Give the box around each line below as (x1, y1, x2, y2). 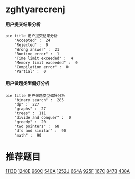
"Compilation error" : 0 (14, 65, 69, 70)
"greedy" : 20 (14, 119, 46, 124)
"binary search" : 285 (14, 97, 64, 102)
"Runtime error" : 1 (14, 52, 59, 57)
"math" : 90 (14, 132, 42, 138)
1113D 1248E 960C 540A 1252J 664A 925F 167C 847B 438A (5, 168, 130, 174)
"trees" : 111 (14, 110, 46, 116)
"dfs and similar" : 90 (14, 128, 66, 133)
